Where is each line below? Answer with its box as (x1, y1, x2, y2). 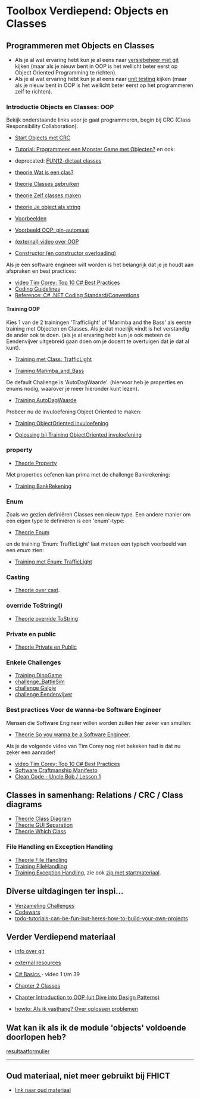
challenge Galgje (14, 684, 57, 692)
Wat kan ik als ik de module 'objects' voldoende (6, 1023, 186, 1033)
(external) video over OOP (14, 238, 79, 245)
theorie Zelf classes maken (14, 192, 82, 199)
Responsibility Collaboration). (6, 123, 79, 130)
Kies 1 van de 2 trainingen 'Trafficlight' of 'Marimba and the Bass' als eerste (6, 319, 192, 326)
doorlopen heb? (6, 1032, 67, 1042)
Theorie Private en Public (14, 643, 77, 650)
